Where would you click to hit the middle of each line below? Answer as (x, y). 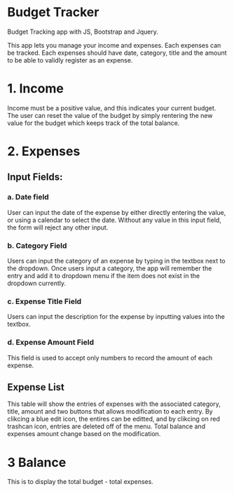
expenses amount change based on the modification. (84, 434)
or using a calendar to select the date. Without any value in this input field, (115, 220)
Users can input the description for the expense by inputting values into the (116, 317)
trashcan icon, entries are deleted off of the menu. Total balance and (106, 426)
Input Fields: (35, 177)
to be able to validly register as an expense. (70, 60)
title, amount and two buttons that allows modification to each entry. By (110, 412)
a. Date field (28, 197)
